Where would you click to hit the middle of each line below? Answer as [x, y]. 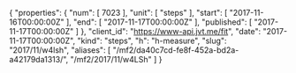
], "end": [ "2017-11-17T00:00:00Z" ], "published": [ [159, 22]
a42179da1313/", [39, 59]
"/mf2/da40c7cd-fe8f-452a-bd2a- [176, 50]
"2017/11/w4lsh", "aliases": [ [60, 50]
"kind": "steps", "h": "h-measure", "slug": [152, 40]
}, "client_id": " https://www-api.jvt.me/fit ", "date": [171, 31]
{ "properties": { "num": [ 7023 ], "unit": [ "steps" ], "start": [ [118, 13]
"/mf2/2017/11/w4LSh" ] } [116, 59]
